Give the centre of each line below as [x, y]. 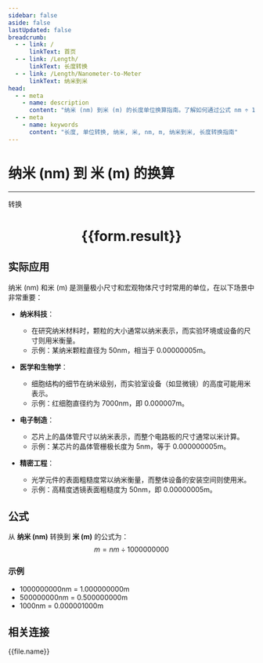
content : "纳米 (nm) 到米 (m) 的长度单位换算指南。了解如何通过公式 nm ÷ [139, 111]
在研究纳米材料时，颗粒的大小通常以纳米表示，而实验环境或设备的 [137, 330]
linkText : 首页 [52, 52]
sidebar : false [33, 15]
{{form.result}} [131, 236]
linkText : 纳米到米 [58, 81]
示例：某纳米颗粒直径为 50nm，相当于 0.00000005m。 [120, 350]
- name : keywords [50, 125]
